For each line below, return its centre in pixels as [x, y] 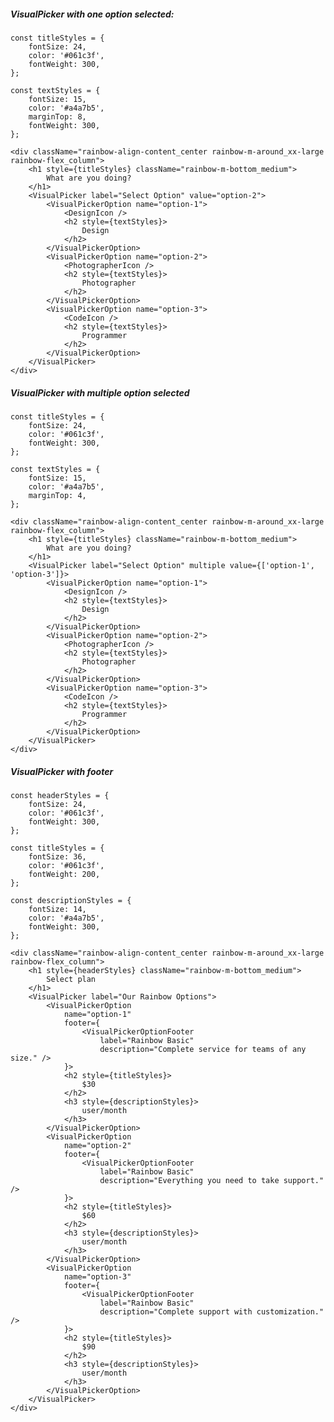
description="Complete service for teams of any [203, 1049]
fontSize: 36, [57, 856]
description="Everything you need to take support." [212, 1180]
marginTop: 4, [57, 495]
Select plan [71, 979]
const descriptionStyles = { [71, 900]
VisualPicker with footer [62, 771]
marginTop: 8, [57, 116]
